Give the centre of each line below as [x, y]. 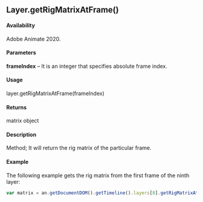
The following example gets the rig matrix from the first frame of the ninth [98, 175]
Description [21, 134]
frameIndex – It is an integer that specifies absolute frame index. [87, 66]
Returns [17, 107]
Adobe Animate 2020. [34, 39]
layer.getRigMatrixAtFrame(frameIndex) [55, 93]
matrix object [23, 121]
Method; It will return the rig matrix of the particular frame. [79, 148]
